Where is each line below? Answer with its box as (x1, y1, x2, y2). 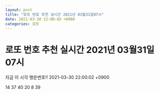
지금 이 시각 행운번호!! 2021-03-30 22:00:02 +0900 (5, 74, 109, 80)
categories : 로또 (5, 21, 39, 26)
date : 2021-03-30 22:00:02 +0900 (5, 16, 75, 21)
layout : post (5, 7, 33, 12)
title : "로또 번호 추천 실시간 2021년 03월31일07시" (5, 12, 104, 17)
